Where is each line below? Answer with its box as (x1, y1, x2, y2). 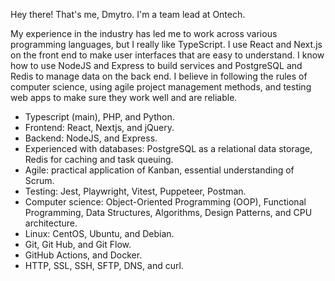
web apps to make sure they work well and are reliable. (10, 92, 238, 103)
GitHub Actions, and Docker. (24, 249, 143, 261)
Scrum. (24, 175, 55, 186)
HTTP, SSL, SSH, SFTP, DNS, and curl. (24, 260, 184, 271)
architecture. (24, 217, 78, 229)
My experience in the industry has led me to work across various (10, 28, 278, 39)
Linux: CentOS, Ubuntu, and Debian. (24, 228, 175, 239)
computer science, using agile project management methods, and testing (10, 81, 312, 93)
